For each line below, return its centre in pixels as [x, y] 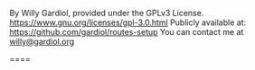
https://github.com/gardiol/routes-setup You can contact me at [127, 32]
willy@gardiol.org [42, 41]
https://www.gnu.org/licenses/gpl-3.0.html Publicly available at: [128, 22]
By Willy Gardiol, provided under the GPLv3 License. [107, 13]
